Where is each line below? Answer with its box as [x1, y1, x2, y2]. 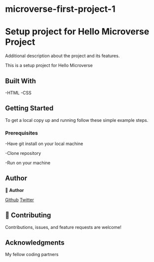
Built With [5, 76, 36, 85]
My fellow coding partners [5, 252, 59, 258]
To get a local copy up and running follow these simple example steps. [5, 117, 149, 123]
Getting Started [5, 104, 54, 112]
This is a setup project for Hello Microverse [5, 63, 93, 69]
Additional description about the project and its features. [5, 53, 120, 59]
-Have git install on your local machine [5, 141, 83, 147]
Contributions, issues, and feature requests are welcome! [5, 224, 122, 230]
